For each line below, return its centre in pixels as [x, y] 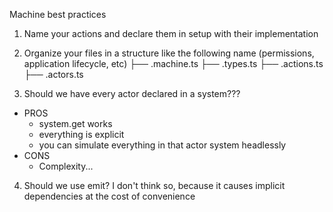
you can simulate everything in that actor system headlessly [162, 145]
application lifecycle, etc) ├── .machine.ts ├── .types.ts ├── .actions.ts [173, 63]
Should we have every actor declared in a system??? [132, 93]
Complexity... [66, 166]
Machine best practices [58, 14]
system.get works [75, 123]
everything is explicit [81, 134]
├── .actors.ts [53, 74]
